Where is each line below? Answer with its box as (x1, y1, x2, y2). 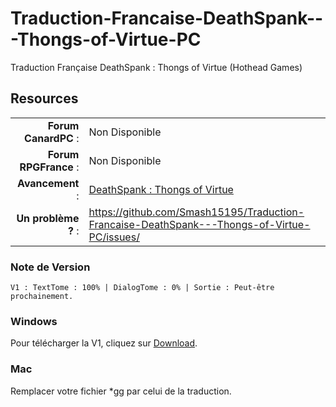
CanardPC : (24, 131, 80, 145)
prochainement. (10, 292, 74, 302)
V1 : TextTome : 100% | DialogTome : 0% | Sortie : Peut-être (10, 283, 275, 293)
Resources (10, 90, 79, 107)
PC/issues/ (88, 230, 140, 244)
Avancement (17, 176, 80, 190)
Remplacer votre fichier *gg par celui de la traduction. (10, 385, 232, 397)
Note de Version (10, 260, 91, 274)
